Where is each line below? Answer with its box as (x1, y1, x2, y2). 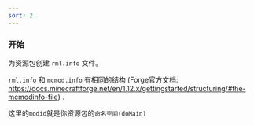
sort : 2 (8, 11, 34, 20)
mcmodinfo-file (8, 92, 58, 101)
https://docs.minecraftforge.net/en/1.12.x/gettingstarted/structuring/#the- (8, 83, 246, 93)
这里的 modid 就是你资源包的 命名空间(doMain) (8, 108, 147, 118)
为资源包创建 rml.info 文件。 (8, 58, 103, 68)
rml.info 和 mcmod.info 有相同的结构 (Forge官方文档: (8, 75, 179, 84)
